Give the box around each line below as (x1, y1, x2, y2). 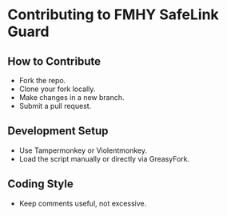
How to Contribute (7, 54, 102, 68)
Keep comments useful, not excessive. (18, 198, 147, 208)
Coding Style (7, 178, 74, 191)
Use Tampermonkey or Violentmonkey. (18, 146, 147, 155)
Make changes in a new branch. (18, 93, 125, 102)
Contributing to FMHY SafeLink (7, 6, 219, 24)
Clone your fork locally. (18, 84, 96, 94)
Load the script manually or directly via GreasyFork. (18, 154, 189, 163)
